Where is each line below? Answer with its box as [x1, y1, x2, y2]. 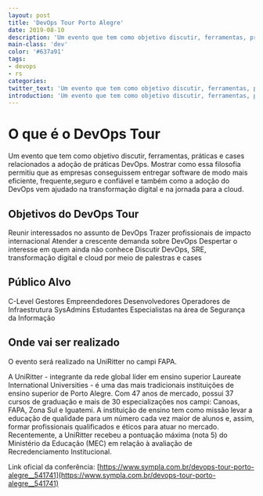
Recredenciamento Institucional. [8, 447, 112, 456]
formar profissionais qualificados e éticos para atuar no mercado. [8, 422, 219, 431]
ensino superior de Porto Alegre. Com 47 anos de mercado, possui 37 [8, 389, 234, 398]
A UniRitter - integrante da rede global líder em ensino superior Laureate [8, 371, 241, 381]
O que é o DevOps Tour [8, 125, 160, 143]
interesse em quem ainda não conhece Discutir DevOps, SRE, [8, 244, 207, 254]
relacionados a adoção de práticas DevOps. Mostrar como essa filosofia [8, 160, 241, 169]
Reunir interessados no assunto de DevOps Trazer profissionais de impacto [8, 228, 252, 237]
